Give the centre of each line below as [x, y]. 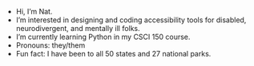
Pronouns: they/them [50, 45]
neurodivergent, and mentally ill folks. [78, 28]
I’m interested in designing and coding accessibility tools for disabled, [131, 20]
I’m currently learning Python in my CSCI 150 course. [103, 37]
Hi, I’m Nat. [34, 12]
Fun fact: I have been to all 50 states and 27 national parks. [113, 54]
